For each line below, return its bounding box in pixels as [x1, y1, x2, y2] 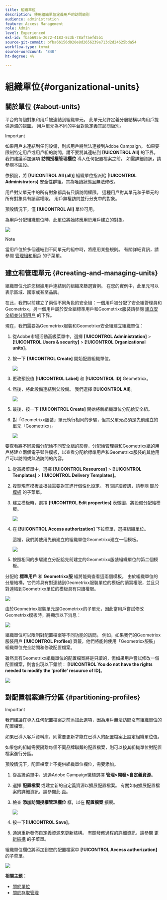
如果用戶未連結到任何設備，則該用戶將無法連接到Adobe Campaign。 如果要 [5, 143, 160, 149]
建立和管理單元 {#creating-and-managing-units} [5, 269, 158, 277]
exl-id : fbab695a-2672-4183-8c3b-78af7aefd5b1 [5, 35, 103, 40]
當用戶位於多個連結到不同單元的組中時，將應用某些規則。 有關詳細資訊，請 [5, 247, 159, 253]
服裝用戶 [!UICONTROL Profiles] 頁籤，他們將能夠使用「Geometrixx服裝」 [5, 638, 158, 644]
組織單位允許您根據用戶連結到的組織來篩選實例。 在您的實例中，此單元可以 [5, 283, 159, 289]
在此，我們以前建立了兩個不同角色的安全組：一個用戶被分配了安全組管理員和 [5, 300, 162, 306]
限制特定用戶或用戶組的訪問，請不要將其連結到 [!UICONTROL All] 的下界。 [5, 149, 158, 155]
